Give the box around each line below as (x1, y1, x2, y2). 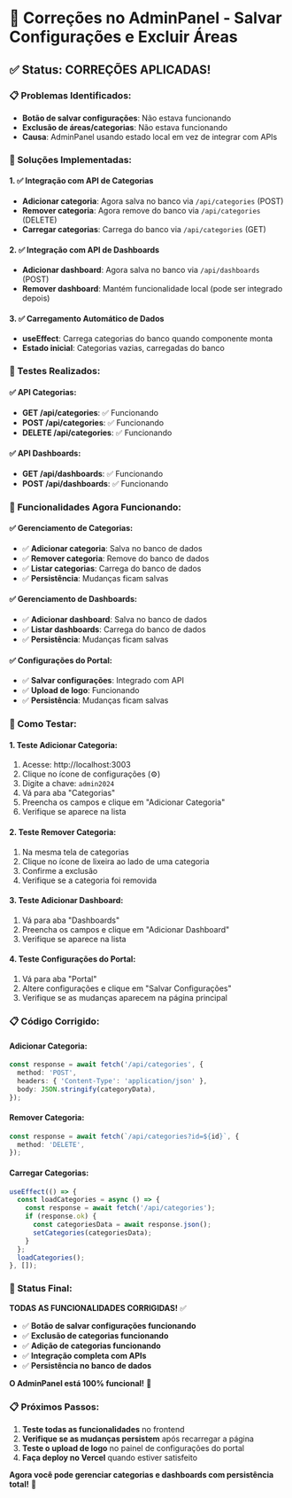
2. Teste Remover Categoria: (9, 826, 117, 837)
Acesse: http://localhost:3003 (21, 760, 131, 770)
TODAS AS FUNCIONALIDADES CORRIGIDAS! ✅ (9, 1302, 188, 1313)
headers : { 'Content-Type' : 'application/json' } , (17, 1076, 208, 1085)
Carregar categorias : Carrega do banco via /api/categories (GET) (21, 224, 267, 234)
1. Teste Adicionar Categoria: (9, 739, 118, 750)
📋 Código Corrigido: (9, 1015, 100, 1027)
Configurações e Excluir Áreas (9, 27, 238, 47)
